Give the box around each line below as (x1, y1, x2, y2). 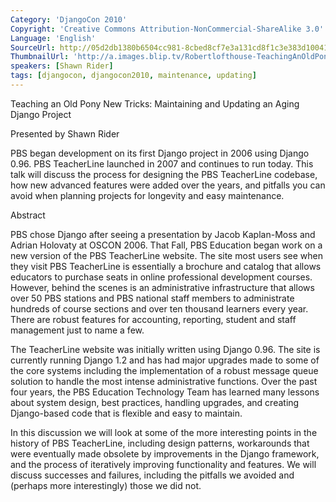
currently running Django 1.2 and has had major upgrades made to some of (10, 354, 320, 366)
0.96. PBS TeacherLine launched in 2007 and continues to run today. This (10, 157, 314, 170)
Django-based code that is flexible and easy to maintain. (10, 407, 243, 419)
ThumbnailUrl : (10, 52, 70, 62)
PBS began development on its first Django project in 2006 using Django (10, 147, 310, 159)
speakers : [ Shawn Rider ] (10, 61, 114, 71)
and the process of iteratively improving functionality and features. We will (10, 458, 317, 470)
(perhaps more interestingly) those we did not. (10, 479, 202, 491)
